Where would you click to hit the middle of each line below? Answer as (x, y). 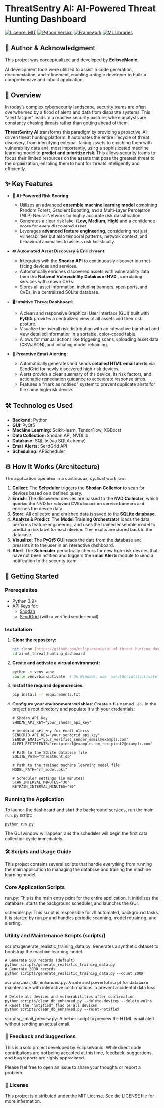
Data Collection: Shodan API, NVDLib (50, 436)
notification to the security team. (45, 561)
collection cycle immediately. (34, 838)
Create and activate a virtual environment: (56, 663)
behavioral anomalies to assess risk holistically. (67, 242)
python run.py (20, 824)
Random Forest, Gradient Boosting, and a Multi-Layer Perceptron (85, 210)
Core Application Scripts (35, 887)
